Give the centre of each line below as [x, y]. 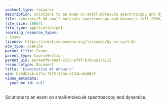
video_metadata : [22, 78]
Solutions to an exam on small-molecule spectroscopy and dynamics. [76, 97]
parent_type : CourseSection [34, 55]
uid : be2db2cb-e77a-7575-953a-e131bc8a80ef [51, 74]
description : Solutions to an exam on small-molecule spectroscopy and [80, 14]
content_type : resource [30, 10]
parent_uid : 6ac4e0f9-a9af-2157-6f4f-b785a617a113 [58, 60]
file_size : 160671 [24, 23]
